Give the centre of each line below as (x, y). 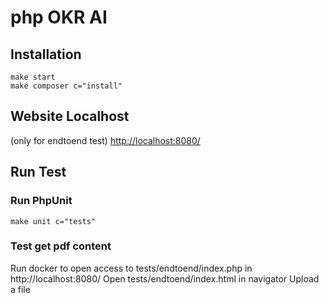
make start (33, 77)
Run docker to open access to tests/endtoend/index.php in (131, 268)
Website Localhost (70, 116)
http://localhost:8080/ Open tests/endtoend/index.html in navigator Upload (165, 278)
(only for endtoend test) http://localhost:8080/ (105, 140)
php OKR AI (59, 17)
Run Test (38, 172)
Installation (46, 54)
